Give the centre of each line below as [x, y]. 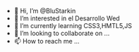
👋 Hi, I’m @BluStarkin [45, 11]
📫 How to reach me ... [47, 41]
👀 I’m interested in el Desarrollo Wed [67, 18]
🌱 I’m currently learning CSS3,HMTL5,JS [73, 26]
